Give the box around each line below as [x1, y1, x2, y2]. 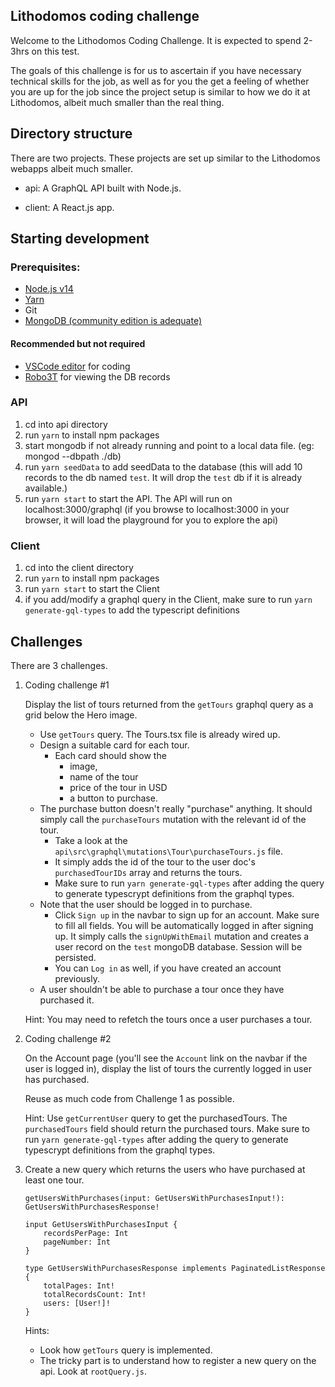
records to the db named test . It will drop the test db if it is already [24, 471, 303, 483]
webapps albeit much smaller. [10, 162, 133, 174]
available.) [24, 482, 68, 494]
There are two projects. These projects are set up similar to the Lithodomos [10, 152, 321, 164]
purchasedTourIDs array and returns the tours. [54, 866, 243, 878]
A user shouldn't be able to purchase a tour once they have [39, 983, 285, 995]
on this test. [31, 45, 80, 57]
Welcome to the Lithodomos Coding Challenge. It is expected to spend [10, 34, 302, 46]
